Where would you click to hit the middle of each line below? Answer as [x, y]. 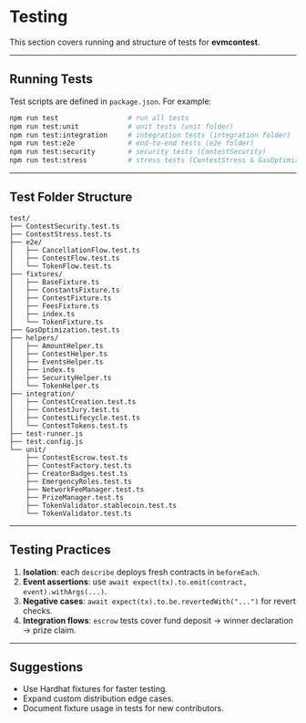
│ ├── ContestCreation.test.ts [73, 402]
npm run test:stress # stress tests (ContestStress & [132, 160]
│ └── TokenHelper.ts [55, 386]
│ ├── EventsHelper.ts [56, 362]
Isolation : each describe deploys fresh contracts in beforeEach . [141, 572]
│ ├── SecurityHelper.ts [61, 377]
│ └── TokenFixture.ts [56, 322]
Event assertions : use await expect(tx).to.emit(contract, [135, 582]
